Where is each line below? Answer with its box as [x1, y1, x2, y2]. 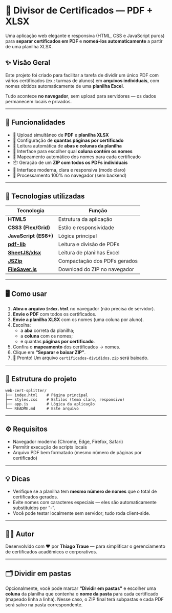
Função [89, 207, 107, 214]
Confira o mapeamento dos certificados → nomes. [12, 344, 120, 350]
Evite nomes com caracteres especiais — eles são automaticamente [12, 499, 157, 505]
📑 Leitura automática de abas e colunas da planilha [12, 142, 122, 148]
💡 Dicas [5, 475, 31, 484]
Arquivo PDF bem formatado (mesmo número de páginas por [12, 449, 142, 455]
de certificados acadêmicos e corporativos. [5, 549, 97, 555]
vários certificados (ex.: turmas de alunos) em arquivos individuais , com [5, 77, 160, 84]
